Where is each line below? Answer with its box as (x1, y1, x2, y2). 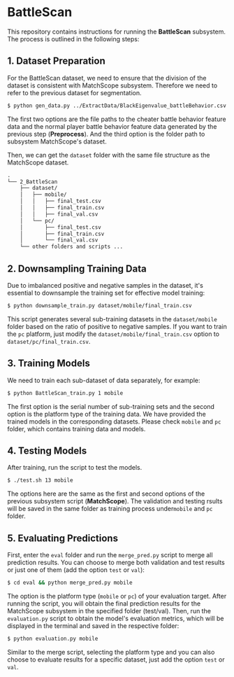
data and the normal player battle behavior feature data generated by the (7, 122, 217, 130)
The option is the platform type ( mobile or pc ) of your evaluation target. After (7, 592, 227, 600)
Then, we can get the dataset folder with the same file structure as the (7, 151, 211, 159)
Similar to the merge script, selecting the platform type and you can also (7, 648, 215, 656)
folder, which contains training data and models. (7, 424, 146, 433)
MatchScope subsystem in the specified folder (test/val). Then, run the (7, 606, 212, 615)
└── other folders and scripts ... (20, 243, 124, 251)
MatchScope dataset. (7, 158, 69, 167)
